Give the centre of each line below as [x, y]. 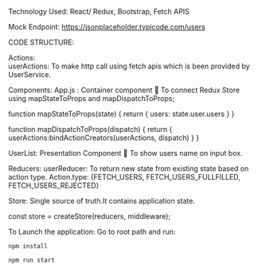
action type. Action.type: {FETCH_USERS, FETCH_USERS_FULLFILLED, [124, 177]
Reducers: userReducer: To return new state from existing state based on [129, 169]
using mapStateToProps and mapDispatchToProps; [92, 98]
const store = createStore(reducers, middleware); [90, 216]
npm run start [32, 260]
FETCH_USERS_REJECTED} [54, 185]
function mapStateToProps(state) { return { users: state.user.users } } [121, 114]
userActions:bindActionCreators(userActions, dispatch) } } [104, 138]
